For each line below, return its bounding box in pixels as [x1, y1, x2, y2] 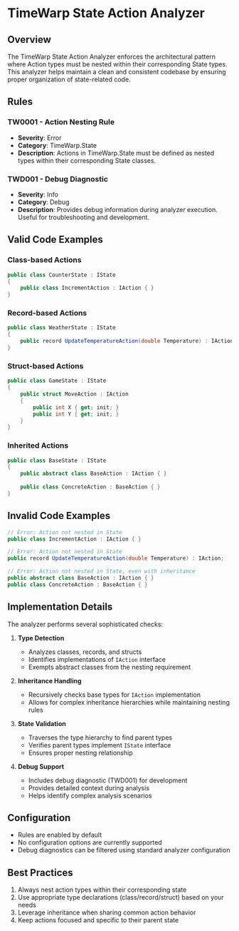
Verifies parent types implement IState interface [28, 740, 171, 749]
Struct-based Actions [7, 361, 84, 371]
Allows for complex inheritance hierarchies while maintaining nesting [28, 698, 230, 706]
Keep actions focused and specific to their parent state [17, 916, 179, 925]
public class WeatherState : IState [7, 324, 116, 331]
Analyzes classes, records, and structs [28, 648, 142, 656]
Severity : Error [17, 134, 62, 142]
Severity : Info [17, 190, 59, 198]
